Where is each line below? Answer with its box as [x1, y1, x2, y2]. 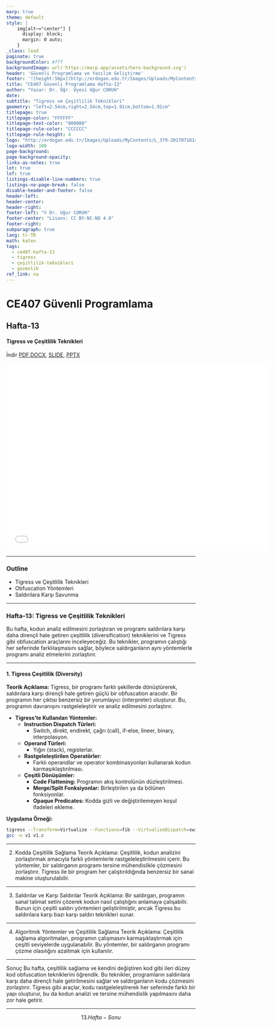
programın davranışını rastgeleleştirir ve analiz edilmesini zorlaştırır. [6, 703, 173, 710]
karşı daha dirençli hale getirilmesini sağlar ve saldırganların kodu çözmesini [6, 977, 194, 985]
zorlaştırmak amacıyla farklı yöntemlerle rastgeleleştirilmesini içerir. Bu [14, 855, 190, 862]
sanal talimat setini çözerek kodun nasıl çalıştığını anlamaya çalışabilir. [14, 898, 188, 906]
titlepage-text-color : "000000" [6, 121, 87, 127]
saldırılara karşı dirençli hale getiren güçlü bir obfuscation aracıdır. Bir [6, 690, 178, 697]
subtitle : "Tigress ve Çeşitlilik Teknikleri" [6, 98, 125, 104]
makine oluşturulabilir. [14, 874, 70, 882]
